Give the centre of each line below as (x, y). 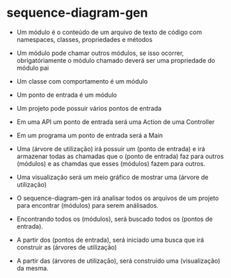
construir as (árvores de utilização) (67, 247)
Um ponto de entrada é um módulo (67, 95)
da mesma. (33, 268)
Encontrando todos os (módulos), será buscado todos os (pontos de (114, 219)
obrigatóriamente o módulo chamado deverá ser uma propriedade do (116, 60)
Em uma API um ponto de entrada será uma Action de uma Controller (115, 122)
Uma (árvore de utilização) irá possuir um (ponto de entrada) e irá (111, 148)
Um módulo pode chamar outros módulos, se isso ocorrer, (100, 53)
